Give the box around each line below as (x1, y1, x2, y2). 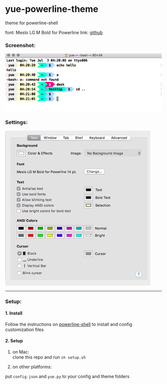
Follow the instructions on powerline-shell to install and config (5, 321, 133, 327)
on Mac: (12, 349, 29, 355)
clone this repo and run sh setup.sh (12, 354, 86, 360)
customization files (5, 326, 44, 332)
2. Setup (5, 338, 23, 344)
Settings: (5, 119, 28, 126)
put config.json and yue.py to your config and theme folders (5, 373, 130, 379)
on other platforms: (12, 364, 52, 370)
